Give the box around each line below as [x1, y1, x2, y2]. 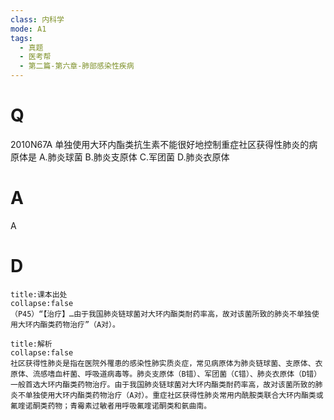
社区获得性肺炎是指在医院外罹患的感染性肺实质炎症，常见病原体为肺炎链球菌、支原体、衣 [10, 358, 323, 368]
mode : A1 [10, 24, 47, 34]
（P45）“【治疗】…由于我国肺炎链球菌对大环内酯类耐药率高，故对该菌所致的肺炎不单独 [10, 309, 312, 319]
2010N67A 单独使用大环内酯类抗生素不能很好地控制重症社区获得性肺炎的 [10, 138, 310, 150]
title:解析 [10, 339, 53, 349]
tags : [10, 33, 33, 43]
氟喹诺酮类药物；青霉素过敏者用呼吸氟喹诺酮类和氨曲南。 [10, 401, 212, 411]
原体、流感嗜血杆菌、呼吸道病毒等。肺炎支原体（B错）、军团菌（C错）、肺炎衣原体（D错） [10, 369, 322, 379]
